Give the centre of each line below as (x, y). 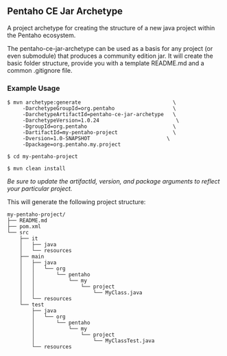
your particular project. (40, 189)
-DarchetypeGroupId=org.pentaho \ (99, 109)
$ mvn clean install (37, 169)
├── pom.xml (24, 227)
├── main (32, 257)
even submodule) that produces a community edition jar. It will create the (110, 56)
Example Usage (34, 88)
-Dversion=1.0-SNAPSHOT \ (96, 139)
